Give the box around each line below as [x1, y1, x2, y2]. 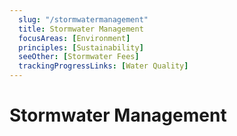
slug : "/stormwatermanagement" [18, 14, 149, 25]
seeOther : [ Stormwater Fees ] [18, 52, 140, 62]
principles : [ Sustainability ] [18, 42, 144, 53]
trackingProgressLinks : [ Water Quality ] [18, 61, 189, 71]
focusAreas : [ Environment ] [18, 33, 131, 43]
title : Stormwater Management [18, 24, 144, 34]
